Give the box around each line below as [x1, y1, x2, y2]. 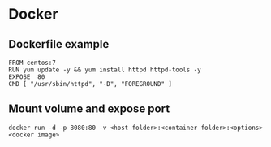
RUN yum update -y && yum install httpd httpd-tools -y [8, 66, 201, 74]
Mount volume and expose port [8, 102, 170, 116]
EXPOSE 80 [8, 73, 45, 81]
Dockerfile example [8, 37, 110, 51]
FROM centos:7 [8, 58, 57, 67]
